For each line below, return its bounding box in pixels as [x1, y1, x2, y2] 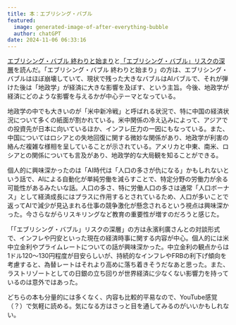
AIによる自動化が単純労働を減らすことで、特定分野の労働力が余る [37, 175, 229, 183]
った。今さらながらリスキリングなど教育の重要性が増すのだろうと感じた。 [7, 210, 223, 219]
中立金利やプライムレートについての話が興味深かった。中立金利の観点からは [7, 243, 230, 251]
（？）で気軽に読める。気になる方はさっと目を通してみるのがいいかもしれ [7, 302, 223, 310]
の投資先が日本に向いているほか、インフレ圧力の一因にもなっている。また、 [7, 125, 229, 133]
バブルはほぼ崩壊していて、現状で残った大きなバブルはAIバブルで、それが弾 [7, 75, 229, 83]
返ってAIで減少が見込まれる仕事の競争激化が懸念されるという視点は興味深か [7, 202, 229, 210]
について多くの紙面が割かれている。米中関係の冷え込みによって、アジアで [13, 116, 228, 124]
